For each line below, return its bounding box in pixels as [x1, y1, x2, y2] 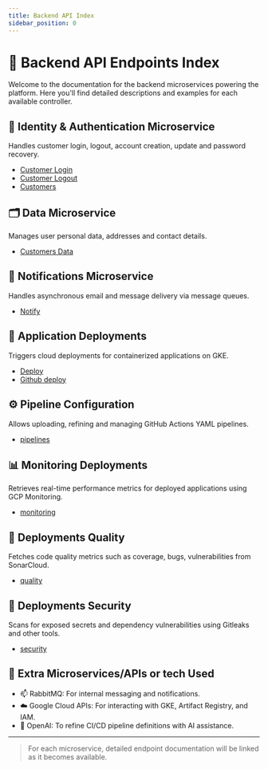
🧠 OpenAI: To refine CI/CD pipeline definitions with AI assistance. [19, 720, 234, 730]
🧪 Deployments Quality [8, 530, 125, 544]
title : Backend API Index [8, 11, 94, 20]
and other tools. [8, 628, 61, 638]
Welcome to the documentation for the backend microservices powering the [8, 80, 259, 89]
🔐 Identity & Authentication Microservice [8, 120, 215, 133]
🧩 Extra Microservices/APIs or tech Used [8, 667, 215, 680]
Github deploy [19, 374, 66, 384]
